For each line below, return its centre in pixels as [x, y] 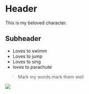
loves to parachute [32, 67]
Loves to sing [27, 62]
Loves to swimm [30, 51]
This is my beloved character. [36, 23]
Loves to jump [27, 56]
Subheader [23, 39]
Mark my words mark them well [51, 77]
